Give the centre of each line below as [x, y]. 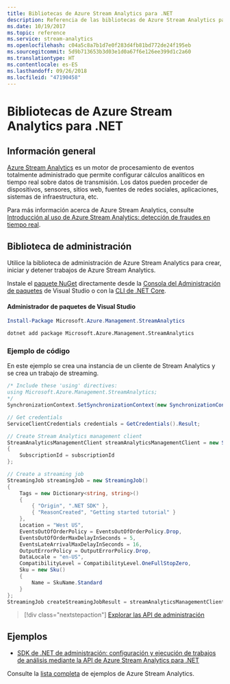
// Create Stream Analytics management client [75, 436]
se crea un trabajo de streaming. [53, 373]
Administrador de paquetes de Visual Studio [71, 306]
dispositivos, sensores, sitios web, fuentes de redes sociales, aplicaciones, [113, 190]
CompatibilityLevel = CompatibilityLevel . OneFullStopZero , [105, 564]
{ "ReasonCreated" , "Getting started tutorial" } [104, 512]
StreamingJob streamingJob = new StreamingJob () [78, 480]
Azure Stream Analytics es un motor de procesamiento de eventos [101, 168]
